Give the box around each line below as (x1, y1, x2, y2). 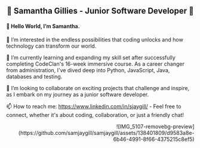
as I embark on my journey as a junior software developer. (6, 91, 149, 98)
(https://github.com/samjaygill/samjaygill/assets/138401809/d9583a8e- (18, 129, 195, 136)
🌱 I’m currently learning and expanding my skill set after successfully (6, 54, 176, 61)
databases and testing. (6, 73, 63, 80)
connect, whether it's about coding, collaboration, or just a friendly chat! (6, 111, 184, 118)
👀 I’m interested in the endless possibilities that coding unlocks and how (6, 36, 183, 43)
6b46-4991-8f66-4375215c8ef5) (113, 135, 195, 143)
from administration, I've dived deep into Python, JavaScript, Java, (6, 66, 170, 73)
